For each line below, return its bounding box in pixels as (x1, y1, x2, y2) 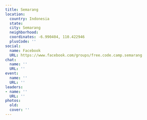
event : (5, 71, 19, 76)
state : (9, 21, 23, 26)
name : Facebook (9, 48, 41, 53)
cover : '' (9, 107, 30, 113)
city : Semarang (9, 25, 41, 30)
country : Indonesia (9, 16, 50, 21)
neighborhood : (9, 30, 38, 35)
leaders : (5, 84, 23, 90)
